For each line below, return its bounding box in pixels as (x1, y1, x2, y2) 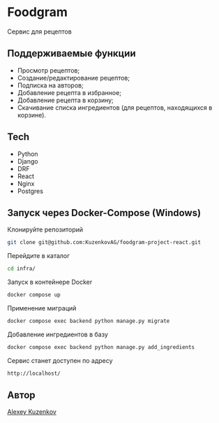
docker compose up (7, 292, 61, 299)
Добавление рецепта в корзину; (17, 96, 114, 104)
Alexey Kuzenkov (7, 408, 57, 416)
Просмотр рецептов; (17, 66, 80, 74)
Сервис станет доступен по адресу (7, 356, 113, 364)
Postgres (17, 187, 44, 195)
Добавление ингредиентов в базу (7, 330, 108, 338)
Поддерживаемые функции (7, 48, 136, 59)
